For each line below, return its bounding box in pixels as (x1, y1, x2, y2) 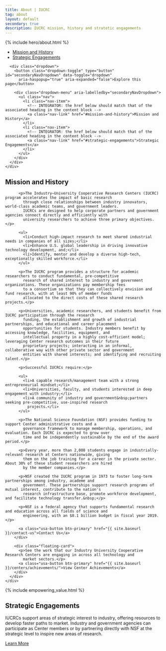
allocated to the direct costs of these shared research (23, 295, 143, 300)
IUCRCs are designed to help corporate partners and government (23, 208, 159, 213)
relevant (5, 452, 23, 457)
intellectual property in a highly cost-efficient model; (23, 334, 146, 339)
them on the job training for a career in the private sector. (23, 456, 157, 461)
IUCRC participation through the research (5, 313, 94, 318)
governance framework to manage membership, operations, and (23, 426, 153, 431)
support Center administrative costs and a (5, 422, 97, 427)
